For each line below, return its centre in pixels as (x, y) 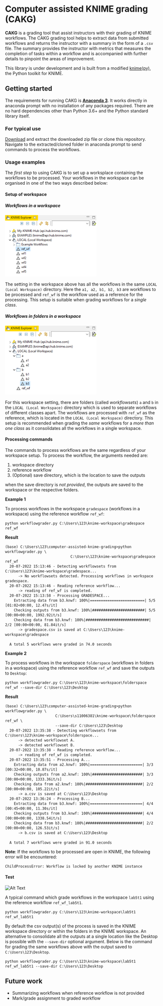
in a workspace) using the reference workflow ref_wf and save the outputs (80, 668)
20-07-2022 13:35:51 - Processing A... (50, 760)
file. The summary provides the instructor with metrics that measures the (78, 48)
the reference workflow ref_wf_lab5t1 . (44, 902)
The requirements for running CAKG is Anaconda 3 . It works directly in (76, 100)
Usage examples (25, 162)
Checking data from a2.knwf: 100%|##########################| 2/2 (83, 784)
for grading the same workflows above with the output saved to (69, 947)
